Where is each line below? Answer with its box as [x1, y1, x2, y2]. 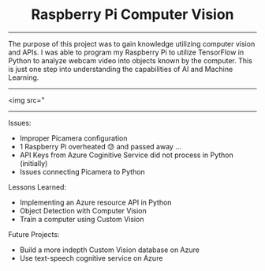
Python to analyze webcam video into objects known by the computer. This [8, 55, 252, 65]
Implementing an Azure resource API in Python [19, 198, 172, 207]
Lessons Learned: [8, 182, 67, 191]
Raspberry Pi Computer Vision [31, 6, 234, 24]
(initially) [19, 158, 48, 167]
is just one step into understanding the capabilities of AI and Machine [8, 64, 233, 73]
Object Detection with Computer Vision [19, 205, 147, 215]
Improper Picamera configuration [19, 133, 128, 143]
